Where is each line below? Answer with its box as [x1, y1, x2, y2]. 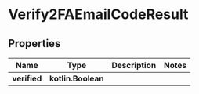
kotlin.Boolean [49, 73, 104, 84]
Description [111, 60, 157, 70]
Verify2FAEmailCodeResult [8, 5, 189, 23]
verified [12, 73, 42, 84]
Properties [8, 37, 61, 50]
